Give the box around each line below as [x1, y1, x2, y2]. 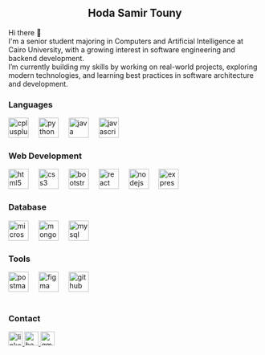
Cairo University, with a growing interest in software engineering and [8, 44, 235, 55]
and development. [8, 79, 68, 88]
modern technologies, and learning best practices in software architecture [8, 70, 255, 80]
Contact [8, 312, 41, 324]
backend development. [8, 53, 84, 63]
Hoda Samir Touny [88, 6, 182, 20]
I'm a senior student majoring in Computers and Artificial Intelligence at [8, 36, 243, 46]
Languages [8, 99, 54, 110]
